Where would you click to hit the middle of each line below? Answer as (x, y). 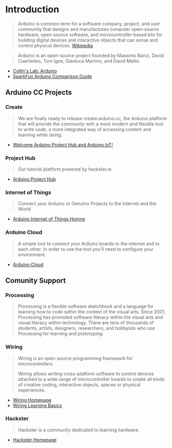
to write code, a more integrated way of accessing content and (84, 129)
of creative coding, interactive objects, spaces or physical (79, 384)
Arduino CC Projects (39, 93)
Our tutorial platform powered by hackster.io (65, 169)
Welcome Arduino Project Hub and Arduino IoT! (63, 144)
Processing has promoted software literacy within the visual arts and (90, 318)
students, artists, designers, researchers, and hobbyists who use (86, 328)
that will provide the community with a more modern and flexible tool (90, 124)
